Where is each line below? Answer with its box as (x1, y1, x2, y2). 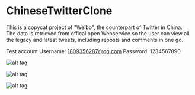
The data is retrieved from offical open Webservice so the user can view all (6, 30, 190, 37)
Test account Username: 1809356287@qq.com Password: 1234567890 (6, 47, 181, 54)
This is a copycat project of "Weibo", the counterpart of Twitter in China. (6, 24, 183, 31)
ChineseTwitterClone (6, 4, 113, 18)
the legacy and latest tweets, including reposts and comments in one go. (6, 36, 184, 43)
